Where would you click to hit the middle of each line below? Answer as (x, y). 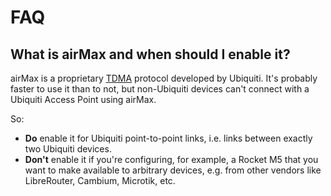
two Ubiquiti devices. (68, 149)
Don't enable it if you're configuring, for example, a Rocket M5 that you (171, 159)
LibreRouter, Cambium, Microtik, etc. (100, 180)
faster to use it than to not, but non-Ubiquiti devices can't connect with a (160, 89)
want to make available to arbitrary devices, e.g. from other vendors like (173, 170)
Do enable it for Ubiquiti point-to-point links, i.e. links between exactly (168, 138)
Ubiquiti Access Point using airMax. (83, 99)
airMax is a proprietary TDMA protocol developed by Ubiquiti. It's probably (164, 78)
